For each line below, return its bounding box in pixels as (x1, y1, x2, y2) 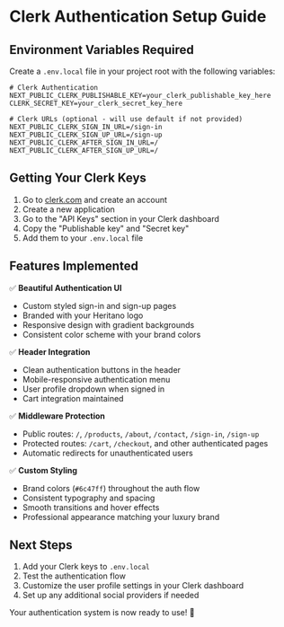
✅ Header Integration (9, 346, 91, 357)
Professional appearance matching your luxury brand (22, 511, 220, 522)
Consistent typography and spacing (22, 492, 155, 503)
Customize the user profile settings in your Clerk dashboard (22, 580, 244, 591)
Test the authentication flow (22, 570, 126, 581)
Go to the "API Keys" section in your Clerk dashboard (22, 213, 220, 224)
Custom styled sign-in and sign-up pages (22, 300, 177, 311)
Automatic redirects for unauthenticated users (22, 447, 193, 458)
